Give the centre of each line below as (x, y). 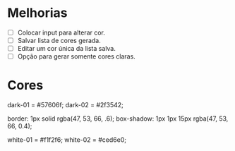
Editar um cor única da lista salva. (67, 49)
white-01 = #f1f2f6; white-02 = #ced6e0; (67, 140)
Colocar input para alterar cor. (61, 32)
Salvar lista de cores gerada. (59, 41)
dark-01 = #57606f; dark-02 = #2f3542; (65, 105)
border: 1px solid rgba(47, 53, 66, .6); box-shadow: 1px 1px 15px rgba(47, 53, (118, 119)
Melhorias (38, 13)
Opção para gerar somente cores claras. (76, 56)
